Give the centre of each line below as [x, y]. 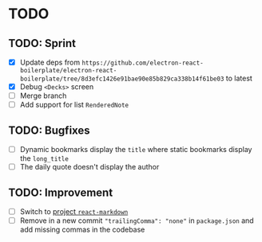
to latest [239, 78]
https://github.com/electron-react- [143, 63]
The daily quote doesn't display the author [89, 167]
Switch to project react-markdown [74, 211]
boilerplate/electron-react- [68, 71]
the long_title [44, 158]
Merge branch [43, 96]
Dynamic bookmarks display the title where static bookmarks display [136, 150]
